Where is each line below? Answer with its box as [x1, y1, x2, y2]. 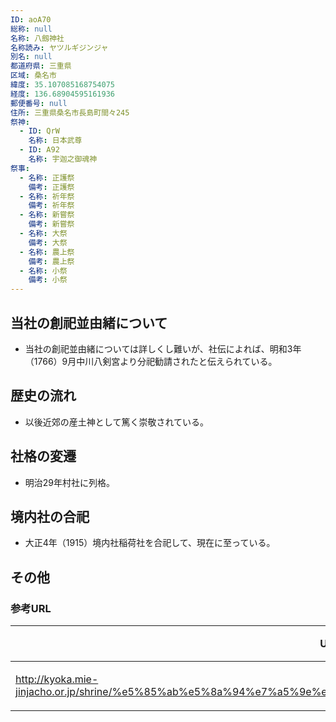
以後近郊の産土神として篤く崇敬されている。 [24, 416, 209, 428]
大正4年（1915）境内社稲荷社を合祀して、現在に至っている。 [24, 537, 276, 549]
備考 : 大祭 [28, 237, 68, 248]
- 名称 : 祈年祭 [19, 191, 75, 201]
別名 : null [10, 52, 53, 62]
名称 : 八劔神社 [10, 33, 65, 43]
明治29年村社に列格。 [24, 476, 116, 488]
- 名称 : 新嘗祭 [19, 210, 75, 220]
